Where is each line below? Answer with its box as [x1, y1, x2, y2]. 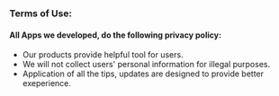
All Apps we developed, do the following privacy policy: [9, 30, 222, 40]
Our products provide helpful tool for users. [22, 49, 184, 60]
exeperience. [22, 78, 72, 89]
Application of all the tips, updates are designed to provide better [22, 68, 264, 79]
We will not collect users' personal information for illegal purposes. [22, 59, 271, 70]
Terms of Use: [9, 7, 72, 20]
